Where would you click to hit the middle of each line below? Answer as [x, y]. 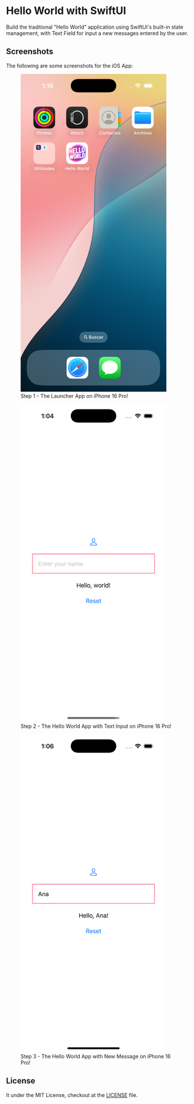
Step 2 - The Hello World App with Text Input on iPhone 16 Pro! [96, 726]
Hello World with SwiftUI [66, 11]
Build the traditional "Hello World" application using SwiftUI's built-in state [95, 27]
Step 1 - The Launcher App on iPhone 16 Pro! [74, 395]
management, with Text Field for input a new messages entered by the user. [97, 33]
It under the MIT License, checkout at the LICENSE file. [72, 1095]
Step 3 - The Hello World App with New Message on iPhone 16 [96, 1056]
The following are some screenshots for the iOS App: [70, 66]
